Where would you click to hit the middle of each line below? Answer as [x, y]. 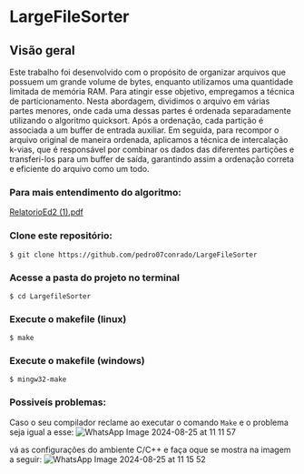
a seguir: [26, 459]
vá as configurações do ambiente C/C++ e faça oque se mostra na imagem [150, 449]
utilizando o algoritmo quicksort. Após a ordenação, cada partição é [137, 121]
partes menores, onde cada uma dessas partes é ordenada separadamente [151, 111]
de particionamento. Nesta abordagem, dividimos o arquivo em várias [140, 101]
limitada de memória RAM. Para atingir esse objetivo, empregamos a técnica [152, 91]
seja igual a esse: [42, 432]
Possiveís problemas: [58, 402]
